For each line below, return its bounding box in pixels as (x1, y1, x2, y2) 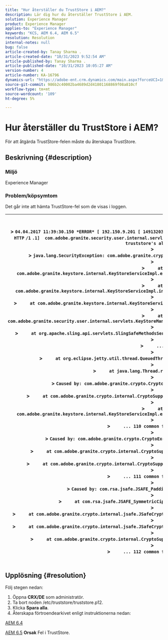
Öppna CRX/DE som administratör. (12, 594, 84, 600)
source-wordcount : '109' (5, 91, 57, 96)
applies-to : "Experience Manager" (5, 26, 77, 31)
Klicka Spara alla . (12, 604, 49, 610)
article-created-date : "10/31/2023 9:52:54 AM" (5, 54, 106, 59)
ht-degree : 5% (5, 96, 35, 101)
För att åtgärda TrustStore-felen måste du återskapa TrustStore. (5, 139, 136, 145)
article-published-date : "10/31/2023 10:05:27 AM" (5, 63, 113, 68)
